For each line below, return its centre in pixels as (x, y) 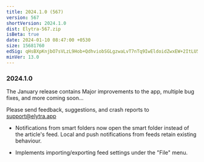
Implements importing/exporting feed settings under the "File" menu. (101, 152)
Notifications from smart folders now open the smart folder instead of (102, 127)
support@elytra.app (31, 116)
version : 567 (23, 18)
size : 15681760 (25, 46)
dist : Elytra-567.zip (34, 29)
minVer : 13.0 (23, 57)
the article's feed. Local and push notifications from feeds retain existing (106, 134)
